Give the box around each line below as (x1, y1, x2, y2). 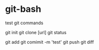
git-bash (5, 3, 41, 15)
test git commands (5, 20, 44, 26)
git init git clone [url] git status (5, 29, 67, 35)
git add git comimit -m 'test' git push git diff (5, 39, 94, 45)
